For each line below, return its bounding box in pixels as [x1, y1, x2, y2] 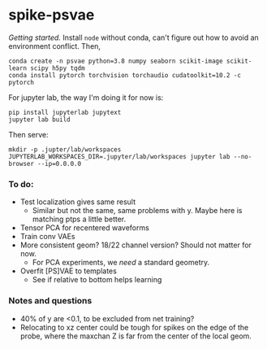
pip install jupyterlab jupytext [8, 108, 122, 116]
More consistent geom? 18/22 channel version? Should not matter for [19, 240, 252, 250]
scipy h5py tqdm [29, 63, 85, 72]
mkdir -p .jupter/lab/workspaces [8, 145, 122, 154]
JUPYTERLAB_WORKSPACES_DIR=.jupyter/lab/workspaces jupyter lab [8, 152, 230, 160]
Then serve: [8, 129, 49, 139]
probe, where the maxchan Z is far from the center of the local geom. [19, 331, 252, 341]
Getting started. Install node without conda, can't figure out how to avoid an [8, 33, 260, 42]
